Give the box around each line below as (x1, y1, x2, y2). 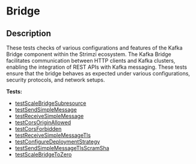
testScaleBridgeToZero (14, 151, 72, 158)
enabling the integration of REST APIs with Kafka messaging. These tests (6, 63, 188, 71)
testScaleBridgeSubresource (14, 99, 87, 107)
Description (6, 28, 51, 39)
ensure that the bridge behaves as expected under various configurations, (6, 70, 191, 77)
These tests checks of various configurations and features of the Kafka (6, 44, 183, 51)
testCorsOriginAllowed (14, 119, 71, 126)
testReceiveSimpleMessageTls (14, 131, 91, 139)
